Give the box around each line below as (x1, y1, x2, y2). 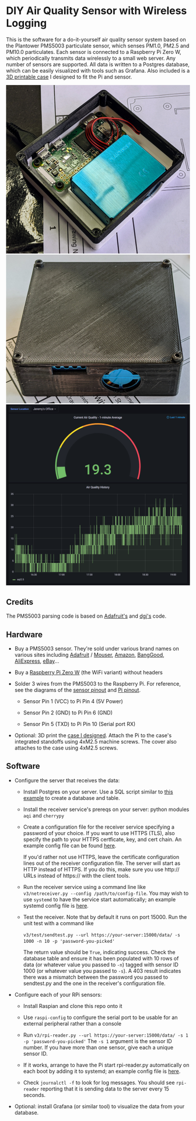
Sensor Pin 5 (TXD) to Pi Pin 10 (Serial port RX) (23, 720, 136, 727)
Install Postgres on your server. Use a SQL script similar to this (23, 788, 173, 795)
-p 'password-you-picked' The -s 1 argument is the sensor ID (23, 1037, 172, 1044)
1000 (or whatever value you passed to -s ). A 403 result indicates (23, 967, 181, 974)
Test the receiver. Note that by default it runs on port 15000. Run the (23, 913, 187, 921)
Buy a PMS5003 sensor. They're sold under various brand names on (14, 645, 180, 652)
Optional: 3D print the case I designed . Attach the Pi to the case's (14, 731, 172, 739)
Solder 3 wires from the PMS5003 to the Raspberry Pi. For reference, (14, 680, 181, 687)
